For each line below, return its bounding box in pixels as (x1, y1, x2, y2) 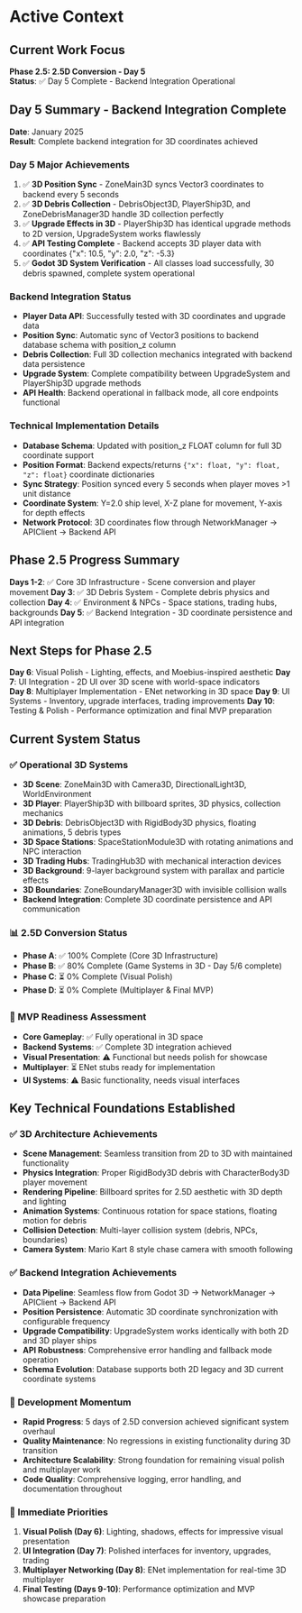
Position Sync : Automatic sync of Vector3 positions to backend (22, 330, 260, 341)
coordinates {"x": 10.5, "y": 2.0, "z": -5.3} (22, 248, 176, 259)
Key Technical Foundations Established (9, 1101, 236, 1115)
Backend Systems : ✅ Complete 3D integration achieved (22, 1041, 233, 1052)
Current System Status (9, 731, 142, 747)
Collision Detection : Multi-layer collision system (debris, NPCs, (22, 1224, 259, 1236)
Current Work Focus (9, 42, 126, 58)
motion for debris (22, 1215, 87, 1226)
